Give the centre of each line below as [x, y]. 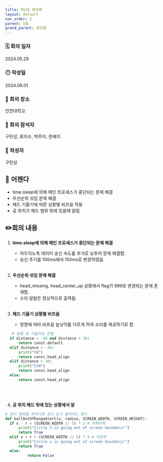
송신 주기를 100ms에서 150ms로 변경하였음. [62, 260]
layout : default [22, 14]
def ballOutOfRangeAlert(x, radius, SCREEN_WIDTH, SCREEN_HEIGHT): [76, 418]
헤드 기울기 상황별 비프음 [36, 314]
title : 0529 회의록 [24, 10]
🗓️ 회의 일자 [18, 46]
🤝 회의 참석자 [20, 125]
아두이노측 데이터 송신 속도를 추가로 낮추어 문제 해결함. [73, 253]
